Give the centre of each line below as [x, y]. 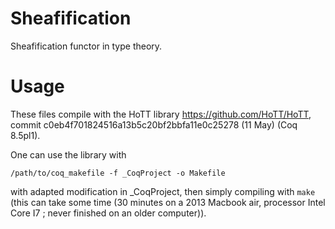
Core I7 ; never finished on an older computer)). [108, 213]
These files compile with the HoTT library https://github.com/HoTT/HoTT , [161, 114]
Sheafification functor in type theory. [86, 46]
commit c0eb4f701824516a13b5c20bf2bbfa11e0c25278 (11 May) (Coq [154, 124]
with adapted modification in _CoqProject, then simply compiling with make [163, 191]
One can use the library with [68, 154]
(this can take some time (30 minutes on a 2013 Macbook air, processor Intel [168, 202]
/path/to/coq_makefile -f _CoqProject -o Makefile [118, 173]
